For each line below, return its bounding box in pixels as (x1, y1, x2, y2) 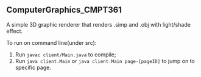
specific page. (15, 64, 52, 71)
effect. (6, 27, 23, 35)
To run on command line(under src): (6, 39, 97, 46)
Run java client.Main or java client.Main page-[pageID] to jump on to (15, 57, 195, 64)
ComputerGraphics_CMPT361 (6, 5, 122, 15)
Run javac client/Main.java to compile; (15, 51, 116, 58)
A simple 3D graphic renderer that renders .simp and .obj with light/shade (6, 21, 191, 28)
